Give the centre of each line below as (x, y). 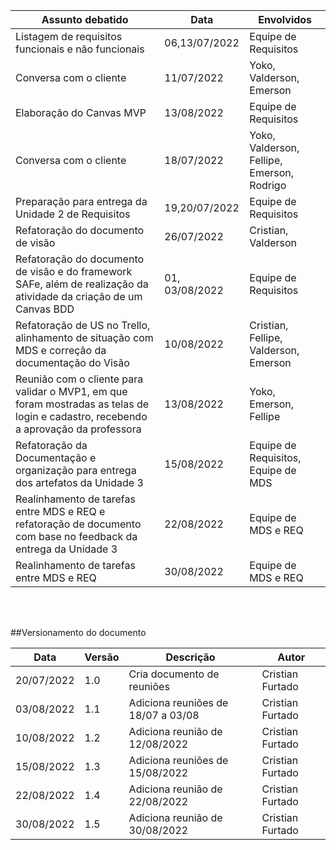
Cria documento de (174, 674)
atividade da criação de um (79, 296)
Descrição (190, 657)
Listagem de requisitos (69, 36)
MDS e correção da (61, 350)
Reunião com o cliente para (79, 379)
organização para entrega (76, 470)
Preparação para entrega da (81, 201)
